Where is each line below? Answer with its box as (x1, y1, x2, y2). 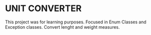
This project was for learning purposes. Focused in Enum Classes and (5, 19, 147, 25)
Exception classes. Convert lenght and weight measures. (5, 24, 120, 30)
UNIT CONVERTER (5, 3, 82, 14)
